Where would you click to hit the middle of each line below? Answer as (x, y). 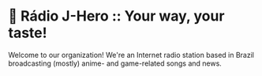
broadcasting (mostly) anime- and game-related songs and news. (115, 63)
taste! (28, 33)
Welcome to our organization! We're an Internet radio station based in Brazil (131, 55)
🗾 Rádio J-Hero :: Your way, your (116, 16)
